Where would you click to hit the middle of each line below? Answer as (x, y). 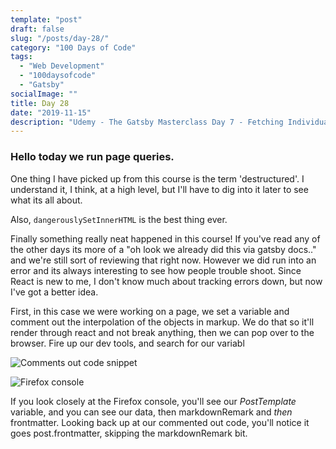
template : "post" (46, 19)
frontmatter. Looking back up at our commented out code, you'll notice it (160, 422)
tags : (21, 57)
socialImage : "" (44, 94)
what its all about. (46, 200)
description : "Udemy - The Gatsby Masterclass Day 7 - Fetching (147, 122)
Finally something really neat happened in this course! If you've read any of (165, 238)
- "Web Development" (62, 66)
